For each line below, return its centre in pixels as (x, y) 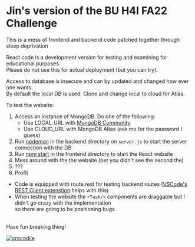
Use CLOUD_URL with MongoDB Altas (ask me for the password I (103, 129)
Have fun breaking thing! (36, 226)
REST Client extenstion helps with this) (62, 190)
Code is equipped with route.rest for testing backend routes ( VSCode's (101, 184)
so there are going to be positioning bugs (65, 209)
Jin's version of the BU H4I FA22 (87, 11)
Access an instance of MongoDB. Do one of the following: (85, 116)
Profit (21, 172)
